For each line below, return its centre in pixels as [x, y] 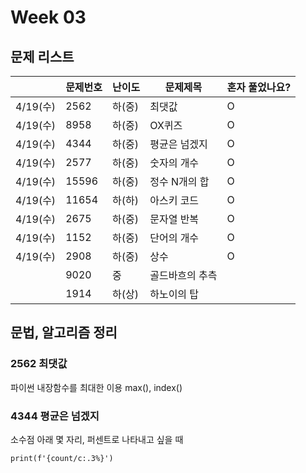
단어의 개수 [174, 238]
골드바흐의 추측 [183, 275]
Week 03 [48, 17]
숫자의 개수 [174, 163]
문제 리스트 [42, 56]
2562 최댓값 [39, 364]
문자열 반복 [174, 219]
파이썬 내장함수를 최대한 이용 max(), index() [96, 387]
